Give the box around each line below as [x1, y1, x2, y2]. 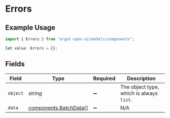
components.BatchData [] [28, 104, 89, 111]
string [28, 90, 42, 97]
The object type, [120, 83, 159, 90]
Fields [5, 60, 25, 68]
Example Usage [5, 23, 56, 32]
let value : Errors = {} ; [5, 46, 58, 51]
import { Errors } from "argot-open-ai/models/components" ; [5, 36, 135, 42]
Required [93, 74, 115, 82]
